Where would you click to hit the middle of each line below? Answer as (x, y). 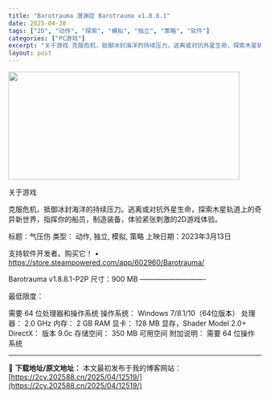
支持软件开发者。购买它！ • (53, 253)
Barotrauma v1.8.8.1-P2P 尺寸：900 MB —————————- (107, 279)
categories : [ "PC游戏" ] (47, 38)
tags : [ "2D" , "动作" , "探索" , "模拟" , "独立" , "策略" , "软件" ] (109, 31)
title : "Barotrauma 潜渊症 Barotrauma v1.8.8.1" (90, 16)
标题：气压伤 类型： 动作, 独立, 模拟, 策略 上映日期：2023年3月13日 (120, 236)
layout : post (30, 53)
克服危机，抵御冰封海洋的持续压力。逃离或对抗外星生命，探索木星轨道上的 (131, 209)
